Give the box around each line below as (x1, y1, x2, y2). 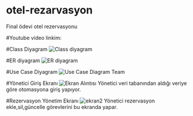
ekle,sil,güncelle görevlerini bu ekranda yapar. (6, 103, 118, 110)
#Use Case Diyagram (6, 68, 58, 75)
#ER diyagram (6, 57, 40, 64)
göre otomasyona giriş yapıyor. (6, 86, 81, 93)
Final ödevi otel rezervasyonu (6, 23, 78, 30)
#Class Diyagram (6, 45, 48, 53)
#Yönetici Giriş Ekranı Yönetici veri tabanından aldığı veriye (6, 80, 187, 87)
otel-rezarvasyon (6, 4, 93, 17)
